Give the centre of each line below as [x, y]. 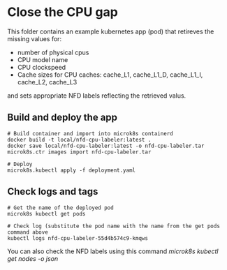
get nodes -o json [33, 258]
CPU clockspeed [42, 67]
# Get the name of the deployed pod [60, 208]
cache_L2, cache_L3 [47, 82]
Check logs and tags [53, 192]
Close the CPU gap [63, 12]
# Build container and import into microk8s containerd [90, 133]
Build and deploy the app [62, 118]
